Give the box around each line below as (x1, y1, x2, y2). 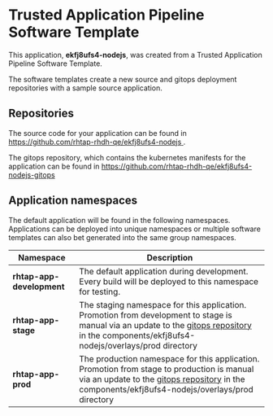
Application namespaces (8, 194, 138, 208)
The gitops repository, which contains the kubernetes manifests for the (8, 152, 246, 162)
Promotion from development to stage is (79, 309, 233, 321)
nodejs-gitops (8, 169, 55, 180)
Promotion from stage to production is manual (79, 363, 254, 374)
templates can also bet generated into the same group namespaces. (8, 232, 237, 242)
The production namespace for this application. (79, 353, 260, 364)
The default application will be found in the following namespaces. (8, 215, 231, 225)
